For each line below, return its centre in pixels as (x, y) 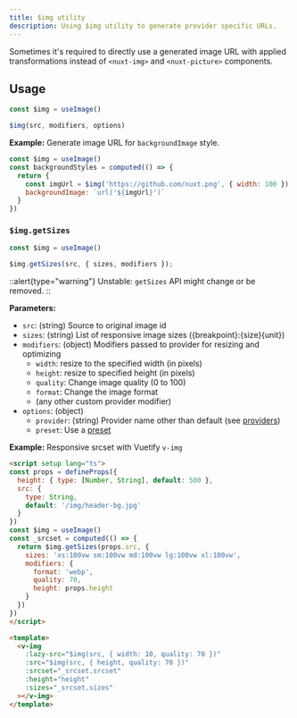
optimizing (41, 354)
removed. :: (30, 291)
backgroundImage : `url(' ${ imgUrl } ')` (95, 192)
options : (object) (53, 411)
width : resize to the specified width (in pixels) (119, 364)
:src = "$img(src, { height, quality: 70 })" (107, 663)
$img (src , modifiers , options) (67, 126)
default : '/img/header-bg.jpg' (83, 505)
